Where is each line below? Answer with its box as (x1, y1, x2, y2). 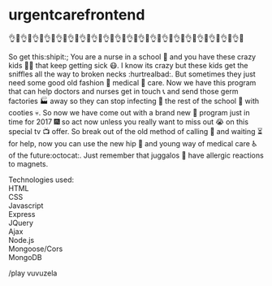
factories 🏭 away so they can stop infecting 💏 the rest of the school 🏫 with (8, 96, 260, 106)
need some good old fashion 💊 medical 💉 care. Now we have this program (8, 77, 257, 87)
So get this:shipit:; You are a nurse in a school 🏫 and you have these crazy (8, 51, 257, 62)
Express (8, 209, 36, 219)
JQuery (8, 218, 34, 227)
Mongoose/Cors (8, 244, 63, 253)
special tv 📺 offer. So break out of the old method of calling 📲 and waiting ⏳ (8, 126, 263, 136)
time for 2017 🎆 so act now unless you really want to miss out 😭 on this (8, 116, 249, 127)
